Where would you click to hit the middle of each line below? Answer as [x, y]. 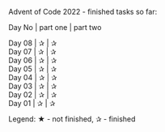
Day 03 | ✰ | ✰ [33, 86]
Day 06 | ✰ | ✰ [33, 60]
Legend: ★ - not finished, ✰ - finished [72, 119]
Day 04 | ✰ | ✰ [33, 77]
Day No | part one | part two [55, 27]
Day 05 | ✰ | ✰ [33, 69]
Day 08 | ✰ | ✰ [33, 43]
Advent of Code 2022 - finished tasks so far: [83, 12]
